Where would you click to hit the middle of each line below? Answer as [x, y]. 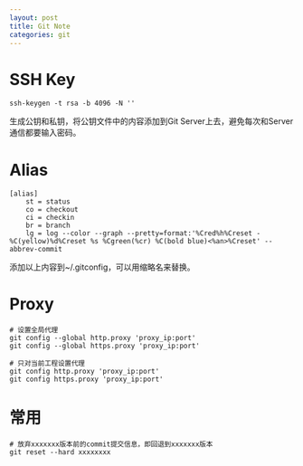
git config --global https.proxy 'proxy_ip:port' [105, 346]
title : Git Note [40, 26]
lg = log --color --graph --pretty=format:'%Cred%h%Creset [139, 233]
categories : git [40, 34]
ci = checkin [50, 218]
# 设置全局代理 [34, 330]
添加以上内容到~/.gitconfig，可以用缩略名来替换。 [103, 267]
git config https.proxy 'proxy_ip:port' [87, 380]
